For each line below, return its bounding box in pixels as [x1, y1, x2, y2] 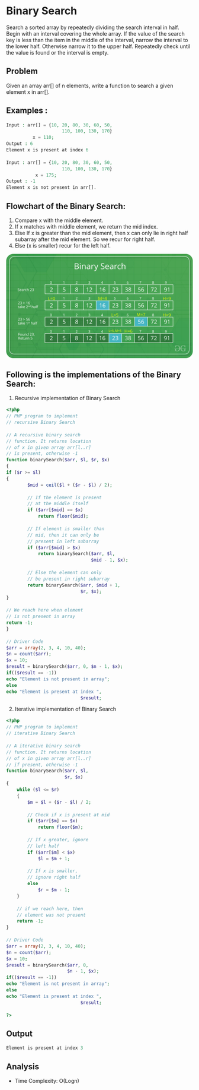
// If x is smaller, [27, 868, 78, 874]
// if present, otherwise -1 [6, 762, 78, 768]
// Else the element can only [27, 570, 102, 576]
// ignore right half [27, 874, 81, 880]
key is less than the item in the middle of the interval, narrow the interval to [6, 36, 188, 43]
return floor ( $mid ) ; [37, 514, 89, 519]
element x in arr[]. [6, 88, 50, 96]
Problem [6, 66, 38, 77]
